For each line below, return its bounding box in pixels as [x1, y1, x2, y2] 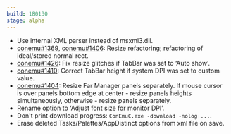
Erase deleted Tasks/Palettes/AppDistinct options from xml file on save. [16, 118, 225, 127]
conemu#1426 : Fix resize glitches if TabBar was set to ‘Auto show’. [16, 59, 211, 67]
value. [16, 73, 35, 82]
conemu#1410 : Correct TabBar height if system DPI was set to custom [16, 66, 220, 75]
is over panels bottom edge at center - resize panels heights [16, 89, 192, 97]
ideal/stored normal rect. [16, 51, 89, 60]
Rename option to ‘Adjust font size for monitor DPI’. [16, 104, 165, 112]
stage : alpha [6, 17, 45, 24]
